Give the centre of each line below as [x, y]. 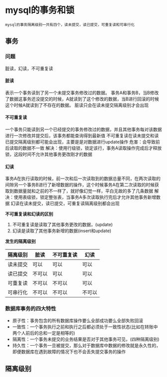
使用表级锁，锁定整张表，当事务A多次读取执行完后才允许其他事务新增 [85, 197]
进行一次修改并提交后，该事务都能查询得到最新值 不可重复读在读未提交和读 [82, 136]
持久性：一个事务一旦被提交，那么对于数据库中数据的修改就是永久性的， [86, 345]
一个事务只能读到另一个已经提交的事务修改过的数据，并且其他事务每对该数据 [83, 129]
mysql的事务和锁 [40, 10]
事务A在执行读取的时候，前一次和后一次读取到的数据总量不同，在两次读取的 [83, 179]
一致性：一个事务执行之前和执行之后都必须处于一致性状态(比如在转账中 [85, 327]
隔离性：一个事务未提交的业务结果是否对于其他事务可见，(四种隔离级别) [86, 339]
